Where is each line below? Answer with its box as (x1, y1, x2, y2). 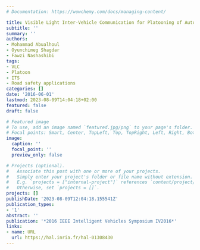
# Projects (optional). (6, 162, 65, 168)
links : (6, 224, 23, 230)
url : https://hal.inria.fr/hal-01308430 (11, 235, 113, 241)
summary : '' (6, 30, 36, 36)
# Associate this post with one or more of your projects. (6, 168, 161, 174)
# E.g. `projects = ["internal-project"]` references (6, 179, 148, 185)
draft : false (6, 108, 39, 114)
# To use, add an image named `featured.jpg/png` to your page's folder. (6, 124, 193, 130)
